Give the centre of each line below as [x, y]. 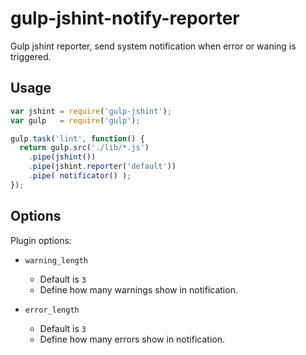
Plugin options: [41, 240]
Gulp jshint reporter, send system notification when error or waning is [153, 46]
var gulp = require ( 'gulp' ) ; [75, 120]
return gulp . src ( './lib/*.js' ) [84, 148]
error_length [52, 310]
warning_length [56, 260]
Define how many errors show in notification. [132, 339]
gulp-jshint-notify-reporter [125, 18]
